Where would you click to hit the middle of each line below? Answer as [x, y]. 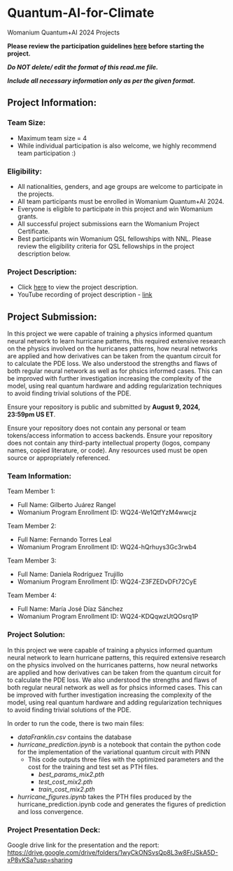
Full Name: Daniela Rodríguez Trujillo [70, 575]
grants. [28, 216]
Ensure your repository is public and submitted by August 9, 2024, [104, 407]
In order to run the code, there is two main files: [76, 723]
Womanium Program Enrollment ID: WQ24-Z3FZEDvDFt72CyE [107, 582]
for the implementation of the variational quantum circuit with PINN [114, 752]
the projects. [36, 194]
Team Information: [40, 476]
